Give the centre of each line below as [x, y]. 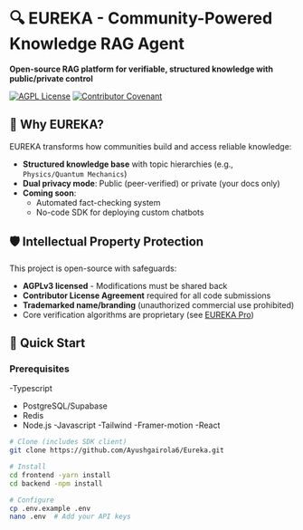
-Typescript [31, 389]
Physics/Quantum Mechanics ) [75, 173]
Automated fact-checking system [98, 202]
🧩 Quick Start [47, 343]
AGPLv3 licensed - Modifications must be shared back [125, 285]
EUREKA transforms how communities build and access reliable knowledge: [151, 146]
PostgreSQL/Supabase [65, 406]
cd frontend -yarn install [60, 475]
